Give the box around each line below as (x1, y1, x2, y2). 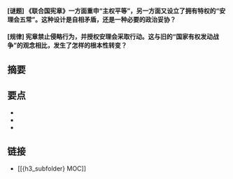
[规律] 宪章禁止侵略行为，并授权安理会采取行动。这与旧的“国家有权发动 (7, 32, 213, 41)
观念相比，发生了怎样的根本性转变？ (22, 41, 127, 50)
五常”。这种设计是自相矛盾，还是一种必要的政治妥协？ (19, 15, 176, 24)
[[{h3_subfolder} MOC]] (17, 164, 86, 173)
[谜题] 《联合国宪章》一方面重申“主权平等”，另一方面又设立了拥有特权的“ (7, 6, 220, 15)
